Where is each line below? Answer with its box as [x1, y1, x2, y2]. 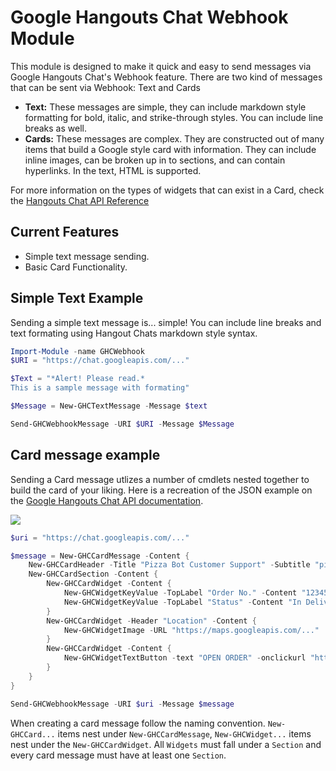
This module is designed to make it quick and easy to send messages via [10, 60, 312, 72]
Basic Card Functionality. [24, 261, 128, 273]
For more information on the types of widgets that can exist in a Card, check [10, 184, 325, 196]
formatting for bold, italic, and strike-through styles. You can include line [24, 111, 324, 123]
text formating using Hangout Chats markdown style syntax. [10, 327, 258, 339]
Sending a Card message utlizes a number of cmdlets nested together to [10, 473, 310, 485]
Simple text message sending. [24, 250, 150, 262]
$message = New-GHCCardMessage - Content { [10, 551, 190, 561]
